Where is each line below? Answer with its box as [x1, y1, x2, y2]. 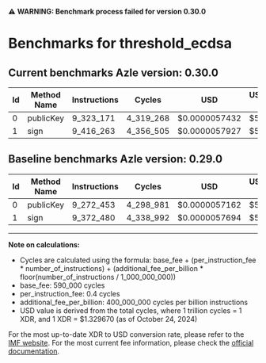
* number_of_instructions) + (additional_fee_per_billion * [19, 263, 203, 273]
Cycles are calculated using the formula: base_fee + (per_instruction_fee [19, 255, 256, 265]
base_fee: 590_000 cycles [19, 281, 105, 290]
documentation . [8, 346, 60, 356]
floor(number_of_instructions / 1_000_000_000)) [19, 272, 177, 281]
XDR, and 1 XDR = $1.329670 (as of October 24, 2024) [19, 314, 198, 323]
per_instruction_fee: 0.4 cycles [19, 288, 120, 298]
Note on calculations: [8, 239, 81, 249]
